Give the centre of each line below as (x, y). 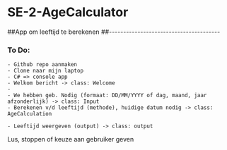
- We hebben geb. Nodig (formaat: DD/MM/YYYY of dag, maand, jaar (107, 96)
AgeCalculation (30, 114)
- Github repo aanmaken (42, 65)
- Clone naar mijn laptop (45, 71)
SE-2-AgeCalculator (68, 12)
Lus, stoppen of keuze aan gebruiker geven (71, 139)
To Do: (19, 50)
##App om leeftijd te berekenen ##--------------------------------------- (114, 32)
